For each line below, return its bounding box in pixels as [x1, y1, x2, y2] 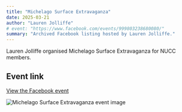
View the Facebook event [6, 87, 69, 94]
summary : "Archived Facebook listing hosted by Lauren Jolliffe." [6, 31, 175, 37]
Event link [6, 71, 44, 81]
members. [6, 54, 32, 61]
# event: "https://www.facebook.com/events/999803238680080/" [6, 25, 165, 32]
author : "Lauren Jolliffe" [6, 20, 74, 26]
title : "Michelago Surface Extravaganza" [6, 8, 111, 15]
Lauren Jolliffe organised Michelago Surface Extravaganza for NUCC [6, 47, 176, 55]
